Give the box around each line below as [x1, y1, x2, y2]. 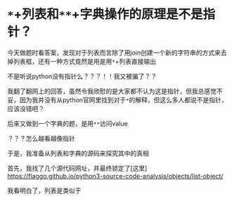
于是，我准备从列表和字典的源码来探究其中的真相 [7, 148, 149, 158]
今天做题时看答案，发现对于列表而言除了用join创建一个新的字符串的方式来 [7, 48, 221, 57]
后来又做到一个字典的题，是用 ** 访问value [7, 119, 128, 127]
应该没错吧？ [7, 104, 44, 113]
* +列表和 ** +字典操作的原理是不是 [7, 6, 204, 22]
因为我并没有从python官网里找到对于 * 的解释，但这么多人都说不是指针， [19, 95, 228, 104]
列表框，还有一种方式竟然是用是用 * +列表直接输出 [13, 57, 157, 65]
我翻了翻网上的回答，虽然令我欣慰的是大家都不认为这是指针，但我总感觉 [7, 87, 216, 95]
